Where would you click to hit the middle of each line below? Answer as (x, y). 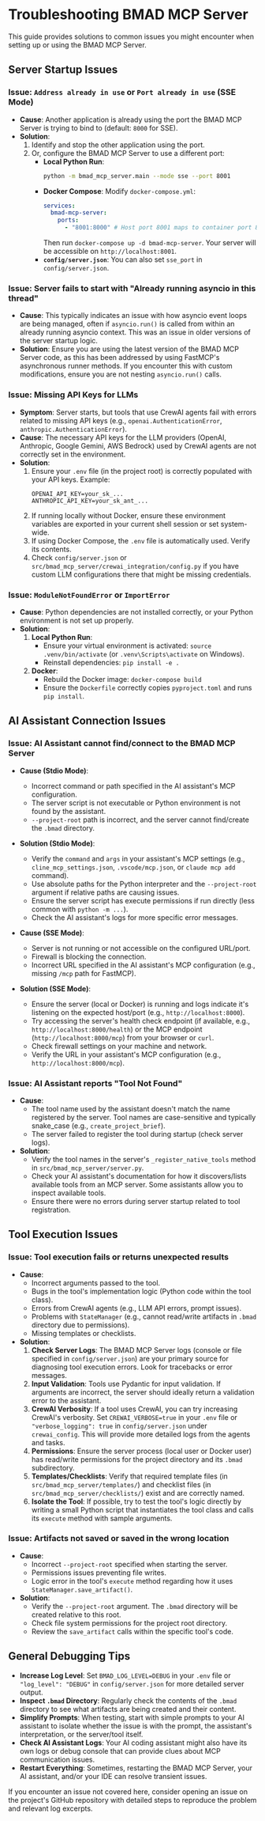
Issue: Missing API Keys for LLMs (73, 395)
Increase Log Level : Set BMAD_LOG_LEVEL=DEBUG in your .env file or (125, 1675)
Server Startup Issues (63, 70)
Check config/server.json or (79, 557)
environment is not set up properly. (77, 620)
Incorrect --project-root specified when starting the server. (129, 1564)
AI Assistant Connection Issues (87, 721)
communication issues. (57, 1759)
